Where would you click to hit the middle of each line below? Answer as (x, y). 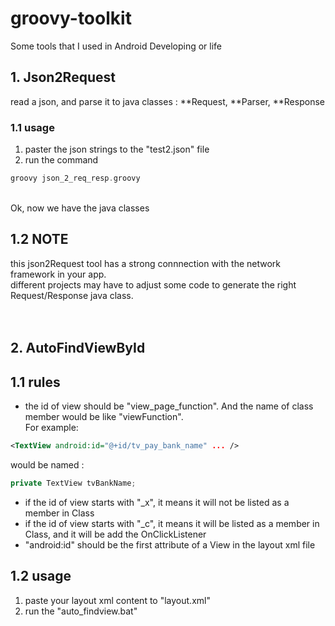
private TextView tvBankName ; (73, 483)
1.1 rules (35, 382)
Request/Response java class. (72, 295)
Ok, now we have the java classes (80, 208)
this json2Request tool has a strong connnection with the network (146, 263)
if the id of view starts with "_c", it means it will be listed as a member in (172, 523)
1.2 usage (41, 576)
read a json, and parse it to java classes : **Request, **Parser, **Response (167, 101)
